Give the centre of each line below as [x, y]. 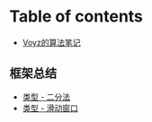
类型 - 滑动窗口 [50, 108]
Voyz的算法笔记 [51, 42]
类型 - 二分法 [46, 97]
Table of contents [76, 17]
